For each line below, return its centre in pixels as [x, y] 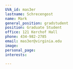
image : [12, 46]
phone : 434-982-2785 [26, 37]
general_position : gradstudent [37, 23]
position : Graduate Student [34, 28]
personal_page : [20, 50]
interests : [16, 55]
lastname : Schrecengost [29, 14]
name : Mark [16, 18]
